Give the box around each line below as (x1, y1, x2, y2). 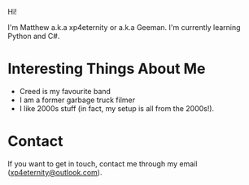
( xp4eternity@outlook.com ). (7, 167, 103, 177)
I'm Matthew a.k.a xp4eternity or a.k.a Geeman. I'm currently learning (7, 23, 241, 32)
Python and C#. (7, 32, 60, 41)
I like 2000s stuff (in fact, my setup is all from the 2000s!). (19, 103, 215, 113)
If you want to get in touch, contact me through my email (7, 158, 198, 169)
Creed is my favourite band (19, 86, 111, 96)
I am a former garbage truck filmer (19, 95, 136, 105)
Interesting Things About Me (7, 60, 206, 78)
